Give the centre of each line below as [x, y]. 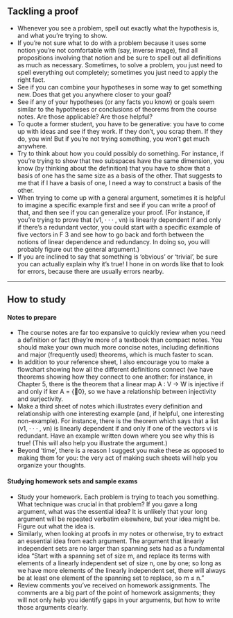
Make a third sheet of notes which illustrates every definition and [110, 406]
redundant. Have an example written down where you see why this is [116, 436]
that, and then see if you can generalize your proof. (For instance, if [113, 212]
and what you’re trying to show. [62, 35]
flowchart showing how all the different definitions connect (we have [115, 370]
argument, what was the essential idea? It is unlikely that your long [112, 511]
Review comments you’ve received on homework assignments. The [114, 585]
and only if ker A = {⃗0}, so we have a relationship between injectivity [116, 392]
